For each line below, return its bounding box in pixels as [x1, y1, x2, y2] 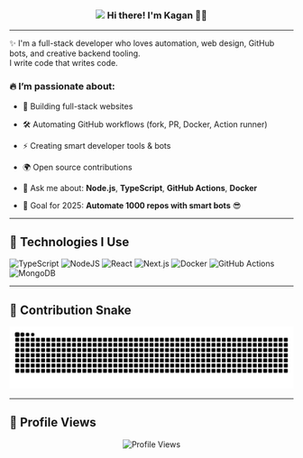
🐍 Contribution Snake [9, 302, 133, 317]
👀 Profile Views [9, 415, 96, 430]
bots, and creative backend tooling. [9, 48, 142, 59]
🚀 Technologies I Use [9, 234, 130, 250]
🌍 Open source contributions [22, 161, 133, 172]
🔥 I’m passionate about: [9, 80, 115, 93]
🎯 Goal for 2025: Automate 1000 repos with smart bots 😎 [22, 199, 242, 211]
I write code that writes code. [9, 58, 119, 69]
